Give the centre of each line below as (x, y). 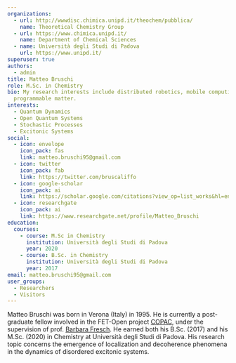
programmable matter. (45, 99)
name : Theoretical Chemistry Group (72, 27)
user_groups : (26, 282)
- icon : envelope (39, 145)
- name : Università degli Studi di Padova (77, 46)
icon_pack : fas (42, 151)
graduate (20, 322)
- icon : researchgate (45, 203)
